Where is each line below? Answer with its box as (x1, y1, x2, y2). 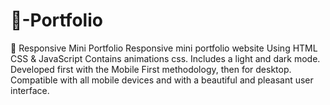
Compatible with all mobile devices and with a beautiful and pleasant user (10, 74, 314, 86)
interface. (10, 84, 50, 96)
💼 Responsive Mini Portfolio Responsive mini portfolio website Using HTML (10, 42, 318, 54)
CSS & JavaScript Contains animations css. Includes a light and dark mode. (10, 52, 321, 64)
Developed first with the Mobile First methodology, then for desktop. (10, 63, 292, 75)
